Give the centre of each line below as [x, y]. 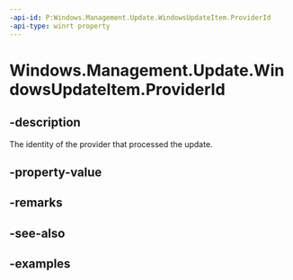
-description [45, 122]
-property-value [56, 172]
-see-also [37, 233]
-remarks [36, 203]
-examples [40, 264]
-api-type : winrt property [60, 26]
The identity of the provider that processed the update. [111, 144]
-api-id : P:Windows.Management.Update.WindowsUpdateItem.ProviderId [140, 17]
